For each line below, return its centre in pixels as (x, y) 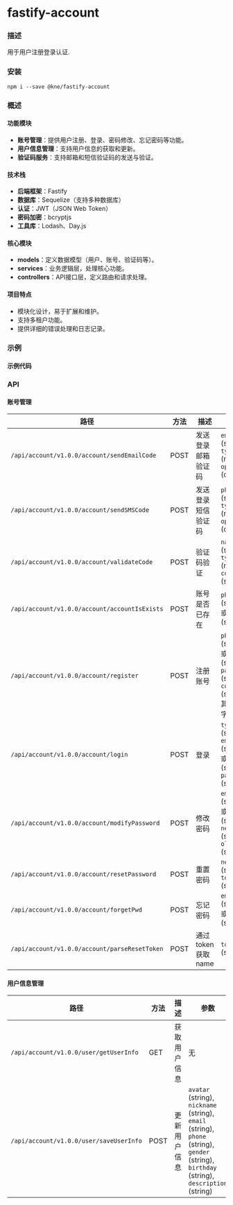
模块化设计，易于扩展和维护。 (60, 311)
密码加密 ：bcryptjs (44, 217)
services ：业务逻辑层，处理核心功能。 (72, 268)
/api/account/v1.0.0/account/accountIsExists (87, 609)
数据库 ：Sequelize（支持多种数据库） (71, 200)
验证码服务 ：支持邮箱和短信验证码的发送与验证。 (87, 157)
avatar (199, 1090)
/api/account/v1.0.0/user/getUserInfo (75, 1053)
